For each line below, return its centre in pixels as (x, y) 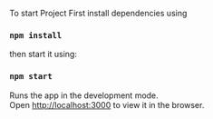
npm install (36, 35)
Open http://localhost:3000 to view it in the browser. (107, 104)
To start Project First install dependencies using (98, 13)
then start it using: (43, 55)
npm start (31, 77)
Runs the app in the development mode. (84, 95)
